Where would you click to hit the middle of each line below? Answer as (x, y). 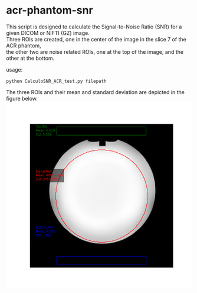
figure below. (22, 98)
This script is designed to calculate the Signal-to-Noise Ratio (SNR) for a (94, 27)
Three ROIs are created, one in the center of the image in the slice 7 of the (96, 39)
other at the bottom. (30, 58)
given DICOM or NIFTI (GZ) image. (48, 33)
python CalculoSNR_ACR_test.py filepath (57, 81)
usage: (14, 69)
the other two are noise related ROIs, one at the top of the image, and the (95, 51)
